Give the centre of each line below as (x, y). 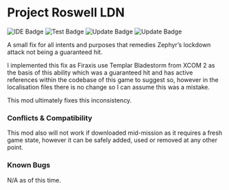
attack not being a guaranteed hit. (55, 52)
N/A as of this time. (34, 180)
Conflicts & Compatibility (50, 118)
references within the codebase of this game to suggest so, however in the (113, 79)
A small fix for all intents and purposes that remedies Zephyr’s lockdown (109, 44)
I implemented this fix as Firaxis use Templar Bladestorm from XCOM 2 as (111, 65)
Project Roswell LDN (66, 13)
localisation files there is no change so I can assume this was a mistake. (109, 87)
